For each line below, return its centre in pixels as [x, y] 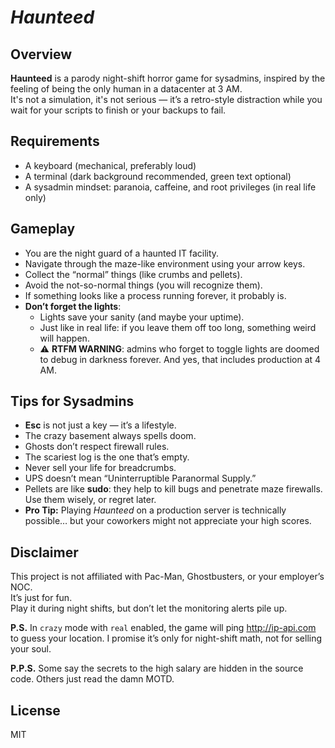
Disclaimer [44, 552]
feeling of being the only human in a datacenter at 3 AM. [126, 89]
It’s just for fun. [41, 598]
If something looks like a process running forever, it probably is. [155, 295]
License [35, 710]
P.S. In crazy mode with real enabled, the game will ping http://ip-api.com [163, 628]
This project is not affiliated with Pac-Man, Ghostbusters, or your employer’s [167, 577]
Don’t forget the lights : [73, 306]
